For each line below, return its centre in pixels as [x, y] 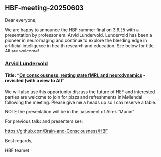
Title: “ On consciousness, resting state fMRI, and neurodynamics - [75, 75]
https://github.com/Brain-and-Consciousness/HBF [57, 131]
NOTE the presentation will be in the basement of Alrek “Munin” [70, 111]
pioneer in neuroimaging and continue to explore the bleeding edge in [76, 40]
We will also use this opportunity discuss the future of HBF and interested [80, 92]
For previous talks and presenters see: [44, 121]
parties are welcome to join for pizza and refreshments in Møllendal [74, 97]
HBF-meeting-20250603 [44, 8]
